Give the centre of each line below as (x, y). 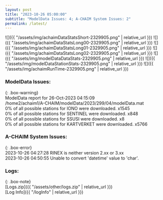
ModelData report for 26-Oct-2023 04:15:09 (50, 98)
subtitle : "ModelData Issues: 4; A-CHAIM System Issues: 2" (68, 19)
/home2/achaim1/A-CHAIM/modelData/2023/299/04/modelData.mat (75, 103)
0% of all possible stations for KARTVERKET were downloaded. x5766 (76, 124)
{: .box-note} (18, 182)
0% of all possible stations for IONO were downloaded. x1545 (67, 108)
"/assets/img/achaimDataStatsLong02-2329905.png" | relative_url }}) (82, 53)
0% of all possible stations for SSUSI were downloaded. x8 (65, 119)
